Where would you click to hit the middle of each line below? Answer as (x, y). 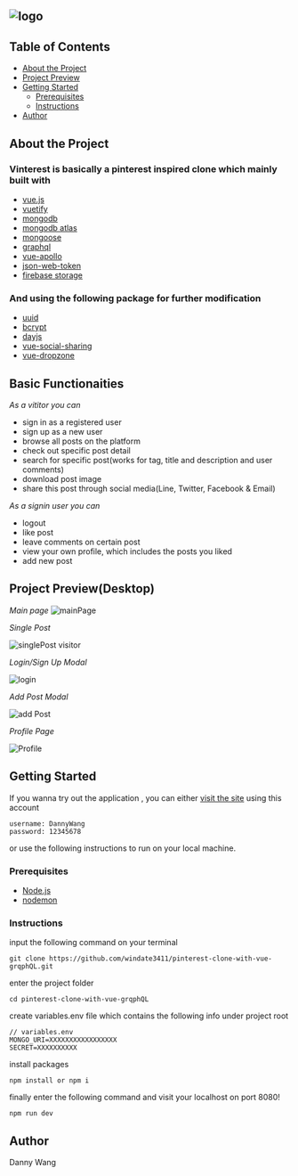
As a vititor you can (45, 405)
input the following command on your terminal (93, 943)
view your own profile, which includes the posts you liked (127, 551)
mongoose (42, 237)
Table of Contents (60, 47)
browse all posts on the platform (81, 441)
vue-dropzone (48, 355)
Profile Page (32, 731)
